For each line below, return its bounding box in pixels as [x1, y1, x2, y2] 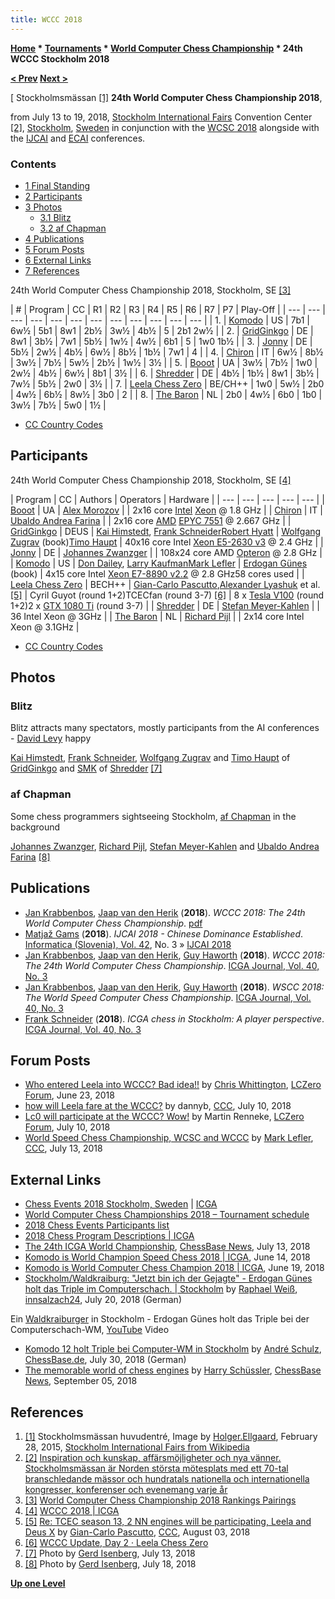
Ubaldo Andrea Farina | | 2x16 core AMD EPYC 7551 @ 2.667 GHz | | [10, 514, 292, 526]
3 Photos [24, 201, 63, 213]
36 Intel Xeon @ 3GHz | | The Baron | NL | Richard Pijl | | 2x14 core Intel [10, 610, 305, 622]
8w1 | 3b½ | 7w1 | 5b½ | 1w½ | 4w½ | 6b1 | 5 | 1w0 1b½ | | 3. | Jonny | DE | [10, 335, 313, 347]
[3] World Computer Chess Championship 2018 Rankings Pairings [24, 1494, 297, 1506]
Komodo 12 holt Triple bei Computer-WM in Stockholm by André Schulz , [24, 1343, 322, 1355]
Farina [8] [10, 851, 51, 863]
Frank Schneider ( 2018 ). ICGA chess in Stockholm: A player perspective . [24, 1012, 325, 1025]
